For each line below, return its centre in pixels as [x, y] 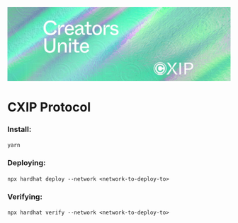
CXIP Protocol [49, 108]
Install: [19, 129]
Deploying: [27, 163]
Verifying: [25, 196]
